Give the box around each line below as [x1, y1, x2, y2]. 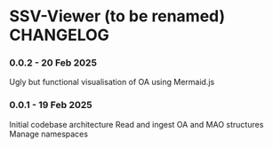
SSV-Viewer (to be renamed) [9, 6, 226, 27]
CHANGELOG [9, 25, 109, 45]
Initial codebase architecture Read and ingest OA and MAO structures [9, 119, 264, 129]
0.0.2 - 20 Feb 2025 [9, 57, 98, 69]
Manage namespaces [9, 129, 89, 139]
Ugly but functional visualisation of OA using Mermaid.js [9, 77, 215, 88]
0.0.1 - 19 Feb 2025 [9, 99, 92, 112]
